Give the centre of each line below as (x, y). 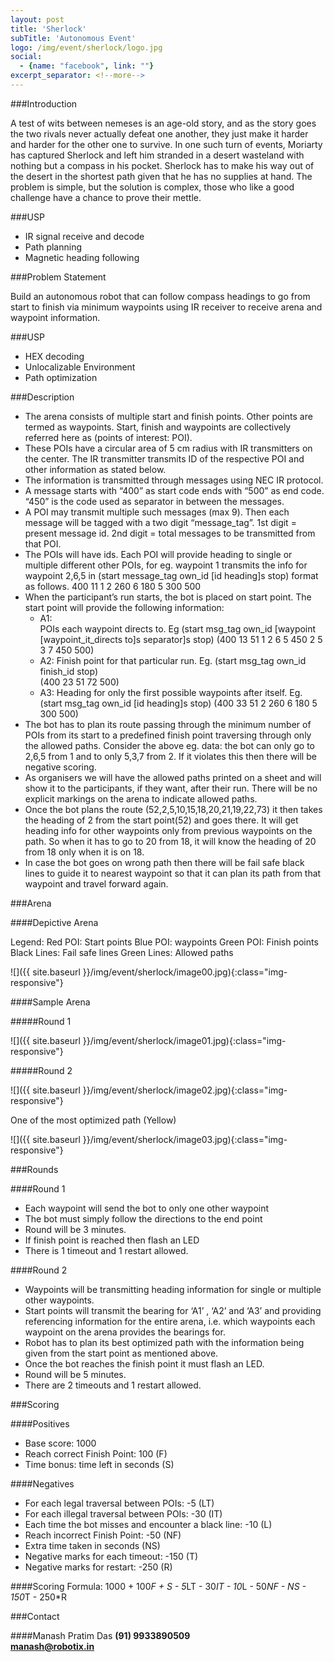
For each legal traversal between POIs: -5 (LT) (119, 1503)
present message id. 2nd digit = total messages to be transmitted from (170, 533)
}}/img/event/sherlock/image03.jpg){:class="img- (185, 1139)
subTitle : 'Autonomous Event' (73, 38)
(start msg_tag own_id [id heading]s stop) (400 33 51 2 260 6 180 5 (178, 703)
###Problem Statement (58, 277)
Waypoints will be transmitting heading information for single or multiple (173, 1289)
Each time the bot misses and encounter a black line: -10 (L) (148, 1524)
